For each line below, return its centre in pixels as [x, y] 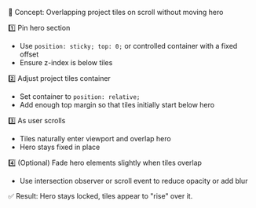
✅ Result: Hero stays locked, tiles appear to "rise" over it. [101, 196]
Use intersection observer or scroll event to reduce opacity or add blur [133, 181]
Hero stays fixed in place [60, 147]
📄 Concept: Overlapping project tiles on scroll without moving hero [116, 12]
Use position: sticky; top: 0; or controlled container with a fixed [128, 46]
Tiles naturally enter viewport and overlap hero [95, 139]
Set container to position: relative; [80, 97]
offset [29, 54]
